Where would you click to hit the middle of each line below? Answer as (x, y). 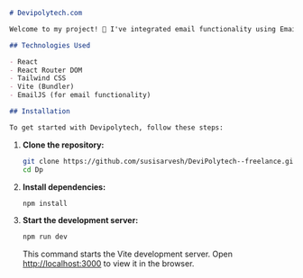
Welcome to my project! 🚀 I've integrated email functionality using (143, 29)
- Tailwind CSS (38, 78)
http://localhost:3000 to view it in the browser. (108, 264)
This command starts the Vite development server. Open (127, 254)
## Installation (40, 112)
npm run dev (45, 237)
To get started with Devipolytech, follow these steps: (116, 127)
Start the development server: (80, 220)
